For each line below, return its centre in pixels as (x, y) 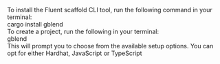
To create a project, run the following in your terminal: (83, 31)
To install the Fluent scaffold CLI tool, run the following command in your (110, 10)
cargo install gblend (35, 24)
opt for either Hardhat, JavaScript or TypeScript (75, 53)
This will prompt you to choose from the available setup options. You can (110, 46)
